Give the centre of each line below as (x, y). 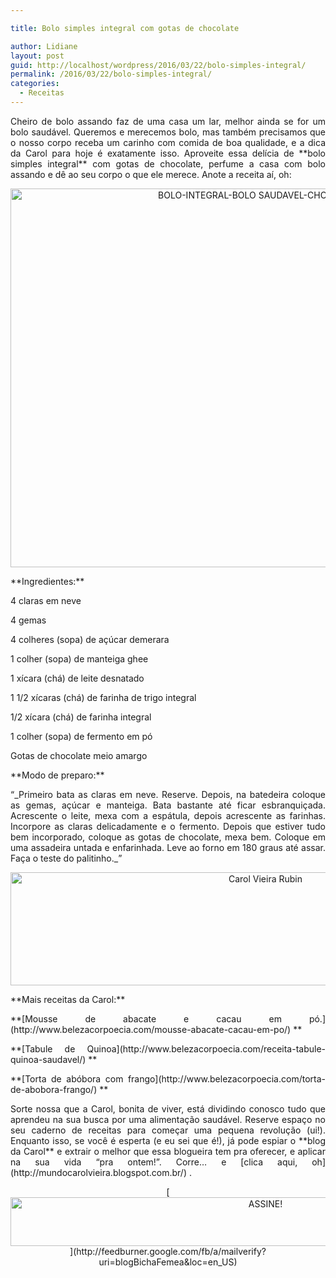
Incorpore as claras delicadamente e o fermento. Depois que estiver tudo (168, 826)
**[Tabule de (43, 1048)
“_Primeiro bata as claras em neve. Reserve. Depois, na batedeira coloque (168, 794)
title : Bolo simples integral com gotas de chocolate (125, 28)
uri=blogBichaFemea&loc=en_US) (168, 1262)
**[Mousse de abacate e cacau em (146, 1018)
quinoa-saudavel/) (48, 1059)
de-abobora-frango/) (54, 1089)
